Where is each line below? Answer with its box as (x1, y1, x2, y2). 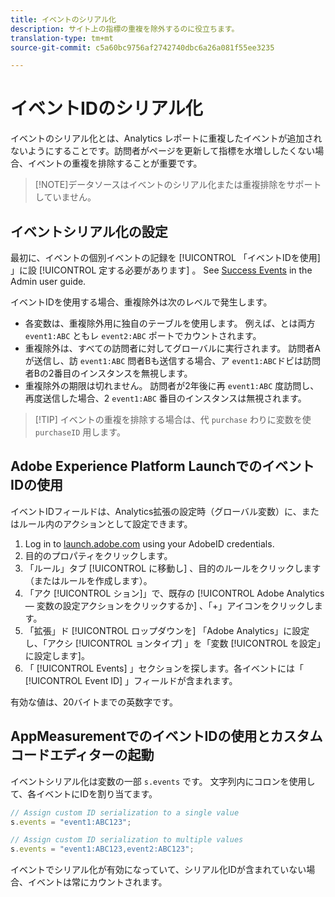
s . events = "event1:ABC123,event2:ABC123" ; (10, 844, 195, 855)
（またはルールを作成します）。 (24, 574, 153, 586)
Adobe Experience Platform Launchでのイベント (10, 458, 315, 475)
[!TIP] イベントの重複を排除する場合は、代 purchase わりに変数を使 (34, 414, 312, 425)
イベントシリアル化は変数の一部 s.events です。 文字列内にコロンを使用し (10, 775, 316, 787)
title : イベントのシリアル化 (10, 14, 117, 25)
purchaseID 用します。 (34, 426, 126, 438)
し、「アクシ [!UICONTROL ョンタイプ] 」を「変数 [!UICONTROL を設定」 (24, 637, 326, 649)
